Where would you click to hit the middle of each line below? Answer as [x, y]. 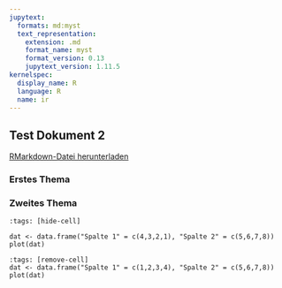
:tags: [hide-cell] [45, 222]
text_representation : [57, 34]
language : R [39, 91]
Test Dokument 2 [57, 135]
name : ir [33, 99]
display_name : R [47, 83]
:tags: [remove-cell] [49, 260]
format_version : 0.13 [65, 58]
